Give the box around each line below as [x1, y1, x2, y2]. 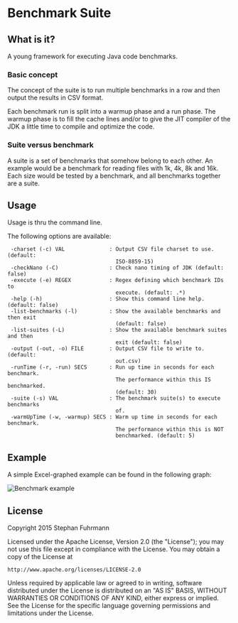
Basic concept [7, 70, 58, 80]
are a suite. [7, 179, 40, 188]
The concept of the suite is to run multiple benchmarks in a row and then [7, 86, 220, 94]
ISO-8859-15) [115, 258, 154, 266]
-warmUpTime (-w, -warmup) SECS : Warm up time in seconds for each [10, 413, 218, 421]
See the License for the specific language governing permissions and [7, 602, 211, 610]
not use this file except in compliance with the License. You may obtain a [7, 545, 220, 553]
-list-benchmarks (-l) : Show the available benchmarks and [10, 308, 221, 315]
